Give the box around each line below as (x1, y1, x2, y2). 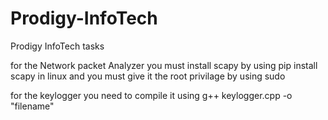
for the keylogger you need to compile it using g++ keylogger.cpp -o (10, 89, 293, 101)
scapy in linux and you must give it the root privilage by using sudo (10, 70, 286, 82)
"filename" (10, 100, 55, 112)
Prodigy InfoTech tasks (10, 40, 105, 52)
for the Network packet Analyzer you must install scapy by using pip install (10, 59, 318, 71)
